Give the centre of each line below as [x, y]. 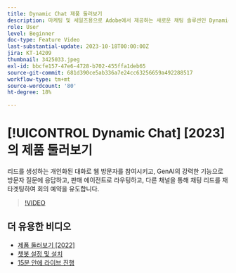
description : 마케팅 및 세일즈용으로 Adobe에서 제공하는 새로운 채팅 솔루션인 [107, 20]
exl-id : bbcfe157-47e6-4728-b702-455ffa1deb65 [77, 66]
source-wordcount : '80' [42, 86]
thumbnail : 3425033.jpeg [44, 60]
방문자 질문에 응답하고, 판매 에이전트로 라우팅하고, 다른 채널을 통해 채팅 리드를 [114, 180]
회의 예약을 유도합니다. [68, 189]
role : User [23, 27]
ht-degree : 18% [29, 92]
